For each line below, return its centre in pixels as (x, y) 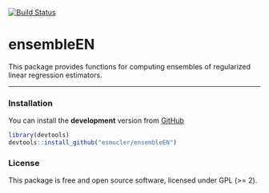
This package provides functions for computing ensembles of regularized (129, 66)
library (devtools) (39, 136)
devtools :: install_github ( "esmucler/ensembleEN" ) (93, 143)
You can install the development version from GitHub (96, 120)
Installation (31, 103)
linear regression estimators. (55, 75)
